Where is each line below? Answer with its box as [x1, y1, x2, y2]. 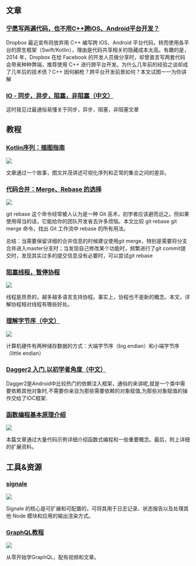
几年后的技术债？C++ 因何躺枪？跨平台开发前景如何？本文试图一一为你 [10, 68, 182, 75]
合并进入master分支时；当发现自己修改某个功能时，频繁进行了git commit [6, 244, 181, 251]
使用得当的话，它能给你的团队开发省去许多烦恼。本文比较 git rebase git [6, 218, 177, 225]
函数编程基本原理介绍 [6, 410, 66, 419]
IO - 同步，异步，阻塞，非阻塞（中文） [6, 91, 114, 99]
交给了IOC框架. [10, 394, 48, 402]
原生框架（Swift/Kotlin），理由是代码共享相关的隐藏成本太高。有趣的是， [16, 46, 190, 53]
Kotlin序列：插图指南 [6, 144, 65, 152]
